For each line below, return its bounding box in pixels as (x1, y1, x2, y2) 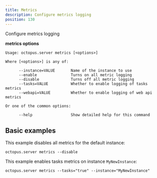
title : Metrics (5, 7, 37, 13)
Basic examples (5, 126, 56, 135)
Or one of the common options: (5, 103, 71, 109)
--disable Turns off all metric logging (18, 77, 135, 82)
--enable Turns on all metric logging (18, 73, 132, 78)
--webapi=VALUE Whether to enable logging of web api (18, 90, 152, 95)
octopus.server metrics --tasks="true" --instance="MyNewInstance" (5, 168, 150, 173)
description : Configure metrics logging (5, 12, 92, 17)
